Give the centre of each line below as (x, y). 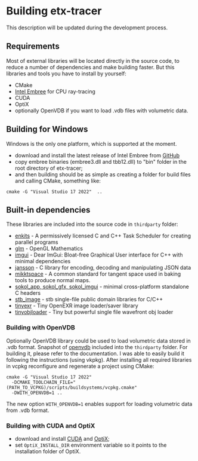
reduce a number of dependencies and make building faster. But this (90, 67)
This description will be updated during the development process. (87, 28)
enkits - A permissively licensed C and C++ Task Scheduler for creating (103, 236)
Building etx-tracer (54, 11)
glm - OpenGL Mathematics (49, 249)
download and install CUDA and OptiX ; (62, 438)
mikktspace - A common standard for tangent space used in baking (98, 274)
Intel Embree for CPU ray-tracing (55, 91)
